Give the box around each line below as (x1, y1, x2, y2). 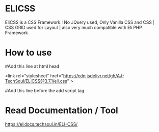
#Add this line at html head (5, 63, 60, 69)
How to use (5, 47, 52, 58)
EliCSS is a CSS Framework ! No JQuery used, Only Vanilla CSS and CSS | (5, 19, 155, 25)
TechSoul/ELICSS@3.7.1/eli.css (5, 78, 67, 84)
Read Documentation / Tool (5, 105, 119, 116)
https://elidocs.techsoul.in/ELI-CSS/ (5, 121, 78, 127)
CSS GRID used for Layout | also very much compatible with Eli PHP (5, 24, 142, 30)
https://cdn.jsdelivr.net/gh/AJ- (63, 72, 125, 79)
